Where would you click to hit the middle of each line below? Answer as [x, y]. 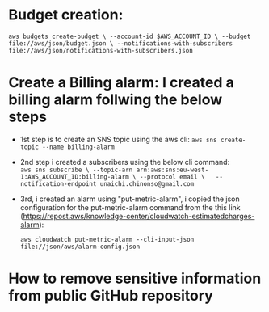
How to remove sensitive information [135, 278]
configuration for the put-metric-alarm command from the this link [130, 207]
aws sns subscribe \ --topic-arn [76, 170]
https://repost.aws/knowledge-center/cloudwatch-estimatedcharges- [139, 216]
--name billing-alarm [78, 147]
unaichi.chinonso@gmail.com [147, 183]
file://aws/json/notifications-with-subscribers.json [101, 50]
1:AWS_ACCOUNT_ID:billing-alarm [74, 177]
